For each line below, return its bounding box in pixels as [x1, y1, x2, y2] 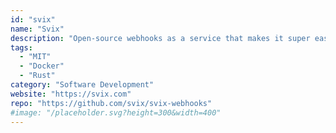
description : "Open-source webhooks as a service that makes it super [10, 33, 311, 43]
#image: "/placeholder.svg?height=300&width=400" [10, 107, 222, 118]
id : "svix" [10, 14, 56, 25]
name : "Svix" [10, 24, 65, 34]
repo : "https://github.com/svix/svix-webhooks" [10, 98, 213, 108]
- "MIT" [19, 52, 52, 62]
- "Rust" [19, 71, 56, 81]
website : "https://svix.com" [10, 89, 132, 99]
